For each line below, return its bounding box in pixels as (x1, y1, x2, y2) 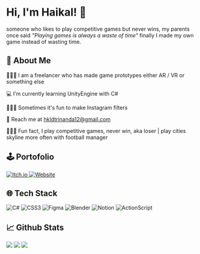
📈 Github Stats (6, 222, 64, 232)
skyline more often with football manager (6, 134, 108, 141)
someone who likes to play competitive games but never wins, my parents (6, 25, 190, 33)
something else (6, 78, 45, 85)
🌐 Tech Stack (6, 188, 58, 198)
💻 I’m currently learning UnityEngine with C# (6, 90, 119, 97)
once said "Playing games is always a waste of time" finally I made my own (6, 31, 194, 39)
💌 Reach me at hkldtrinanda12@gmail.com (6, 116, 111, 123)
